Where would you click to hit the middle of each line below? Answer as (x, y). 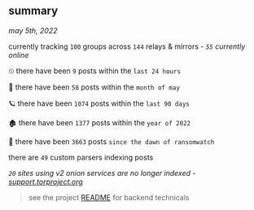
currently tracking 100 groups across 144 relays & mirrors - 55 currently (127, 46)
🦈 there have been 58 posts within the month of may (94, 87)
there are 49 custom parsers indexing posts (81, 157)
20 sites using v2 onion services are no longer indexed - (102, 173)
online (19, 55)
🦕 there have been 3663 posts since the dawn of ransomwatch (112, 141)
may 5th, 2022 (33, 30)
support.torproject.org (46, 182)
